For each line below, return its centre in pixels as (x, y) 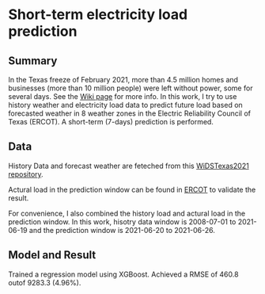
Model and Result (52, 255)
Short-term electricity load (98, 15)
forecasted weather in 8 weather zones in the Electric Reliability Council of (130, 113)
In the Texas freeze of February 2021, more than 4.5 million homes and (123, 80)
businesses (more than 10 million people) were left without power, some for (131, 88)
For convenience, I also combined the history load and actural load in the (127, 213)
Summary (33, 61)
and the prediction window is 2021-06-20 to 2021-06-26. (122, 230)
